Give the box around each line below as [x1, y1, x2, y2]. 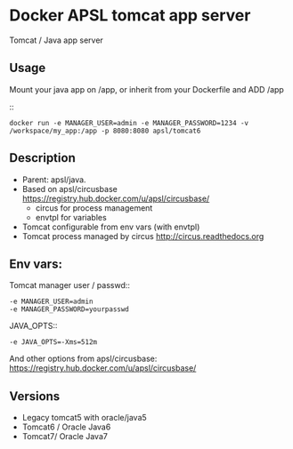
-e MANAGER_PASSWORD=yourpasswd [9, 305, 129, 314]
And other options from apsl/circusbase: [9, 353, 158, 365]
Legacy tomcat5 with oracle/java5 [21, 413, 147, 423]
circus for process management [35, 202, 153, 213]
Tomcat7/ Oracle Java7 [21, 431, 109, 442]
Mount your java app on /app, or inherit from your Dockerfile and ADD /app [9, 84, 285, 94]
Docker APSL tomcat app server [9, 5, 251, 26]
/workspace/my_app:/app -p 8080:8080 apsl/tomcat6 [9, 126, 201, 135]
